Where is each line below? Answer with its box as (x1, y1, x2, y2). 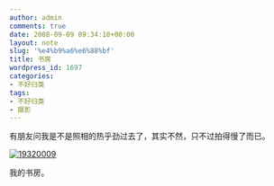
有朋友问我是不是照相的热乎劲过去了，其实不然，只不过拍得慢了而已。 (9, 131, 270, 142)
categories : (9, 72, 54, 81)
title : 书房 (9, 55, 51, 64)
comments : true (9, 22, 67, 31)
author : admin (9, 13, 63, 22)
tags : (9, 88, 30, 97)
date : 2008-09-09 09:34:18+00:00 (9, 30, 135, 39)
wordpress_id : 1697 (9, 64, 83, 73)
